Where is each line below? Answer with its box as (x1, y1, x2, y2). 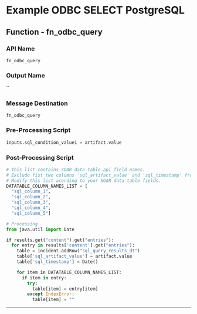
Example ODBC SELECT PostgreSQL (6, 4, 185, 17)
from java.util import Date (6, 227, 75, 232)
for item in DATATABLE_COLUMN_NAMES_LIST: (16, 269, 122, 275)
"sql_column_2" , (11, 194, 51, 200)
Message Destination (6, 99, 69, 107)
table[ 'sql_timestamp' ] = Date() (16, 259, 98, 265)
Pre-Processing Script (6, 126, 71, 134)
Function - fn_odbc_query (6, 27, 103, 37)
